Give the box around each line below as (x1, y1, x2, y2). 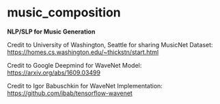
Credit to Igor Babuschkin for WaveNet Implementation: (7, 81, 163, 90)
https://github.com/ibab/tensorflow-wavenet (7, 89, 133, 97)
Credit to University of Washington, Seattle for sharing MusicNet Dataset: (7, 40, 213, 49)
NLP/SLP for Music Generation (7, 27, 96, 36)
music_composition (7, 5, 121, 21)
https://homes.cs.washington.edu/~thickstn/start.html (7, 48, 159, 56)
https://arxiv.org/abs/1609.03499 (7, 68, 101, 77)
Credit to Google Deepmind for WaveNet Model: (7, 61, 142, 69)
